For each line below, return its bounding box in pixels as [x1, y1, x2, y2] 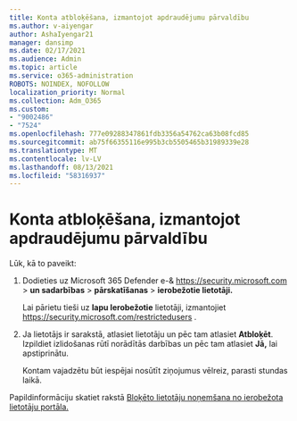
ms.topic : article [9, 63, 78, 72]
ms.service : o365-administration [9, 72, 134, 80]
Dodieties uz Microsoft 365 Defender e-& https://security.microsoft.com [21, 275, 287, 286]
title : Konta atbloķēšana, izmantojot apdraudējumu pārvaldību [9, 13, 250, 22]
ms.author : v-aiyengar [9, 21, 94, 30]
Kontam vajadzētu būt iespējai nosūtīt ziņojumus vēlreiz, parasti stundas [21, 366, 288, 376]
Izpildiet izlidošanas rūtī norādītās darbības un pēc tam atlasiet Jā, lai [21, 339, 278, 349]
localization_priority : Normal [9, 88, 126, 97]
